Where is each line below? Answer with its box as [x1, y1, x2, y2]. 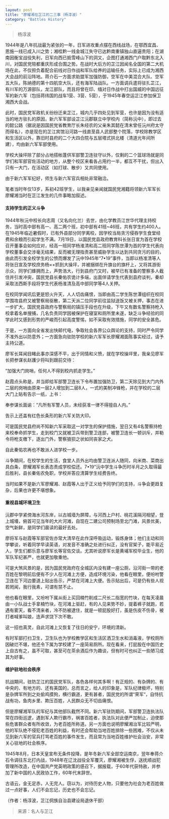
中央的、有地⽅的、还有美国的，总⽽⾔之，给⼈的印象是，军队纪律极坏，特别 [5, 685, 164, 691]
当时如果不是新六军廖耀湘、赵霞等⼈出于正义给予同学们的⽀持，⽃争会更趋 [5, 481, 159, 487]
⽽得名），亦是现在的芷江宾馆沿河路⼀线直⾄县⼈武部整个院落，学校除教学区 [5, 128, 162, 134]
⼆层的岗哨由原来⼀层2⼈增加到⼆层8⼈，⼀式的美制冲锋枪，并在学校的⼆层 [5, 385, 161, 391]
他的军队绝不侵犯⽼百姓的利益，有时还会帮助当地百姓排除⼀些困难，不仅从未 [5, 727, 164, 733]
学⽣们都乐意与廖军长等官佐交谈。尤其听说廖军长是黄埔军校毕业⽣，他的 [14, 548, 164, 554]
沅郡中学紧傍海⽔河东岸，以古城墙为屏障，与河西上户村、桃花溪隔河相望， [5, 512, 159, 518]
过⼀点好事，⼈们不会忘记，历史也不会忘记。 [5, 787, 98, 793]
